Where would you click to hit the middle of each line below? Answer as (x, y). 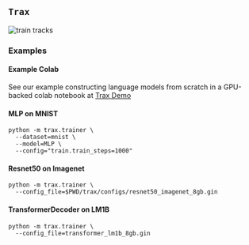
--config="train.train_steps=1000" (74, 151)
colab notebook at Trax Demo (83, 95)
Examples (28, 51)
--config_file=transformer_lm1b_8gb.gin (83, 233)
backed (21, 95)
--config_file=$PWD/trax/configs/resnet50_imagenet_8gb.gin (117, 192)
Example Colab (34, 70)
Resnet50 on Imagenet (46, 168)
